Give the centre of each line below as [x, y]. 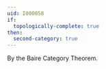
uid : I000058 [26, 13]
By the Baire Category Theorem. [52, 58]
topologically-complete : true [56, 26]
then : [15, 32]
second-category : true [45, 39]
